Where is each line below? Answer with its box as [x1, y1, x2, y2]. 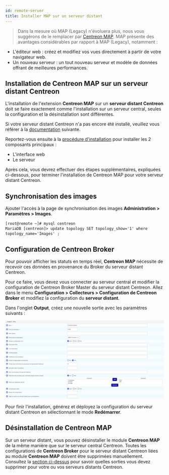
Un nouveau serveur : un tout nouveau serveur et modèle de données [12, 59, 158, 65]
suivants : [5, 310, 25, 316]
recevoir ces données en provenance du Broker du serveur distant [5, 263, 143, 270]
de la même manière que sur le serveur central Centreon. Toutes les [5, 442, 147, 448]
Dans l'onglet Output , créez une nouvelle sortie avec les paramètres [5, 305, 147, 311]
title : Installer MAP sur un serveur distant [5, 13, 102, 19]
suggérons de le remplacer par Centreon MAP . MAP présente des [17, 33, 154, 39]
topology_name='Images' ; [5, 231, 60, 236]
